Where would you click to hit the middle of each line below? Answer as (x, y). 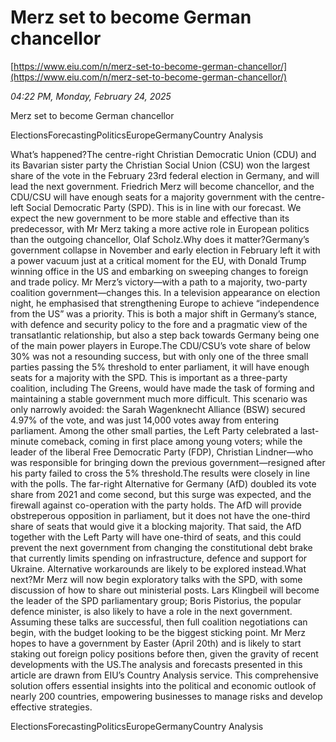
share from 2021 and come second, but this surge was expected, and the (161, 494)
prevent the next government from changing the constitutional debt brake (161, 547)
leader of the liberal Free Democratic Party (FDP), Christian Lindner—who (162, 452)
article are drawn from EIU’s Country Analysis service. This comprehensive (164, 675)
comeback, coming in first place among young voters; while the (171, 441)
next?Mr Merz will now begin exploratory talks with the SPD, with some (156, 579)
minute (24, 441)
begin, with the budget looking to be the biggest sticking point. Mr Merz (158, 632)
